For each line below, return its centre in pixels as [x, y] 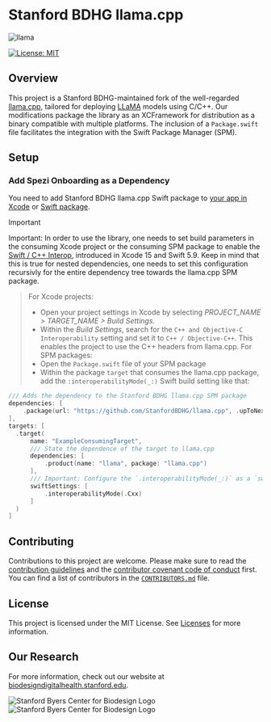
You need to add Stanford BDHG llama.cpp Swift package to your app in [128, 198]
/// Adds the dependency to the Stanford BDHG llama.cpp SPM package [128, 396]
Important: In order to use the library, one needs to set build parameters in [131, 238]
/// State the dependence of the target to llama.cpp [122, 449]
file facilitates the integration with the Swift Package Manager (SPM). [123, 132]
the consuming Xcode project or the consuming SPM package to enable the [134, 247]
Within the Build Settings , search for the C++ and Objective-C [142, 330]
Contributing [41, 541]
